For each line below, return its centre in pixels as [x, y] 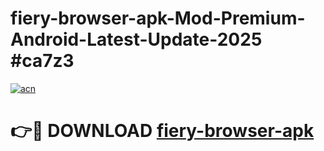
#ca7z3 [42, 61]
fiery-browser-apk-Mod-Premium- [158, 18]
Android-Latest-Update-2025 [136, 39]
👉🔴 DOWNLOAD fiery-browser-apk [162, 131]
